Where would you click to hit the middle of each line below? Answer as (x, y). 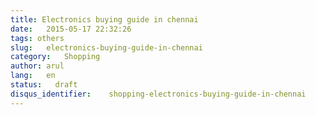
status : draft (44, 85)
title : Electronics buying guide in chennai (104, 19)
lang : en (33, 76)
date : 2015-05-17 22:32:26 (71, 29)
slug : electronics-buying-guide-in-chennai (106, 47)
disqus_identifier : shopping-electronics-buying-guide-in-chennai (158, 94)
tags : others (37, 38)
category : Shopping (55, 57)
